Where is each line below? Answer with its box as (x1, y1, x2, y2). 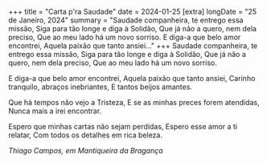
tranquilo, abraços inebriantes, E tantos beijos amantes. (8, 82, 193, 92)
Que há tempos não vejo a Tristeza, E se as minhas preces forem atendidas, (8, 98, 260, 107)
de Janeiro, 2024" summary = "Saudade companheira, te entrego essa (8, 15, 244, 25)
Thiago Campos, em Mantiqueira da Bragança (8, 146, 163, 155)
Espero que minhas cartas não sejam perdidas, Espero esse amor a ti (8, 122, 238, 131)
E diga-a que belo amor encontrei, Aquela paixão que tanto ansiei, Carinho (8, 74, 256, 83)
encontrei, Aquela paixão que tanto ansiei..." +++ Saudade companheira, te (8, 41, 258, 51)
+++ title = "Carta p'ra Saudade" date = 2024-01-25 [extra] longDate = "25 (8, 7, 257, 16)
